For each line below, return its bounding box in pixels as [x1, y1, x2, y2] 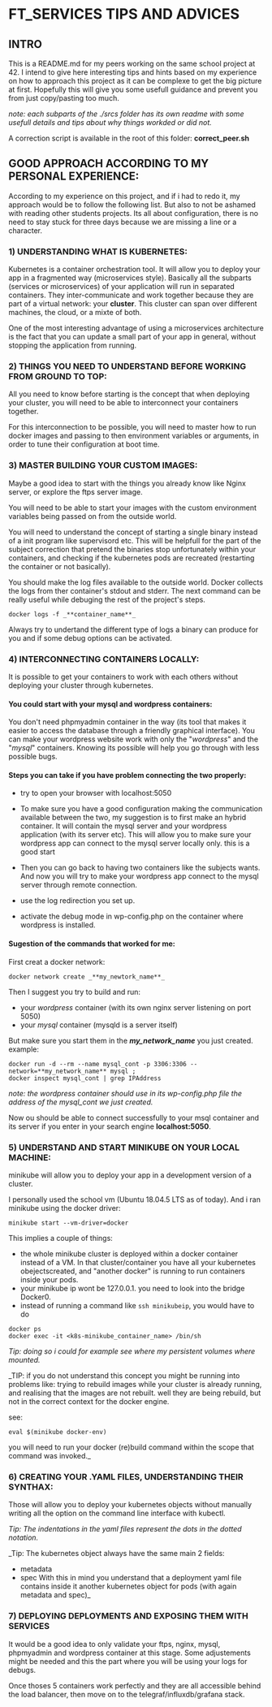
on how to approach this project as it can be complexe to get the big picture [8, 76, 262, 85]
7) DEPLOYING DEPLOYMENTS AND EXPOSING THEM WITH [8, 1610, 249, 1622]
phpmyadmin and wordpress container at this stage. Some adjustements [8, 1648, 252, 1657]
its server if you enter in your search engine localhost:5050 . [8, 1121, 211, 1131]
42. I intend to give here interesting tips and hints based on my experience [8, 67, 257, 77]
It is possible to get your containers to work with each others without [8, 672, 238, 681]
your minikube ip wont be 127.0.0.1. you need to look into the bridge [19, 1283, 245, 1293]
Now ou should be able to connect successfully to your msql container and [8, 1113, 260, 1122]
